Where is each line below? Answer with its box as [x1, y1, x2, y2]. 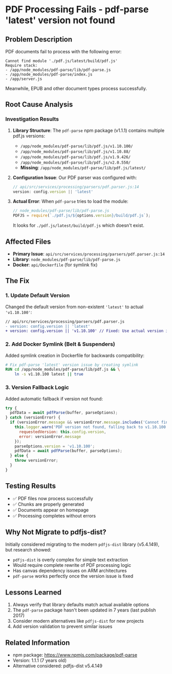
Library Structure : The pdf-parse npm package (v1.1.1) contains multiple [12, 127, 165, 133]
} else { [10, 453, 29, 459]
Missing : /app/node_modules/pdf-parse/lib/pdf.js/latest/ [20, 164, 146, 170]
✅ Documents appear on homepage [12, 507, 89, 513]
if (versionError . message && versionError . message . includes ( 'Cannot [10, 420, 159, 425]
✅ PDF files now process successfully [12, 495, 93, 501]
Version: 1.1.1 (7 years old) [12, 658, 67, 664]
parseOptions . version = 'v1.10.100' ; [14, 444, 95, 449]
